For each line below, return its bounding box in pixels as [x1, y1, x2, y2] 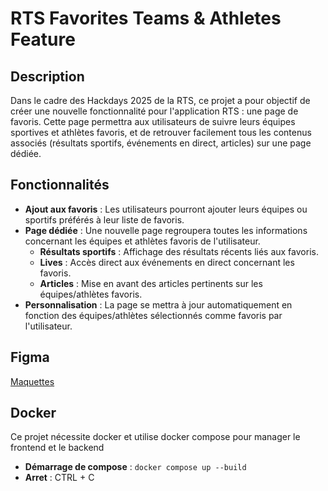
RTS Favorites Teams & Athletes [10, 7, 282, 30]
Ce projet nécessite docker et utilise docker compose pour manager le [10, 431, 301, 443]
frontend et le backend [10, 442, 105, 454]
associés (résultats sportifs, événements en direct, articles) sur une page [10, 137, 312, 149]
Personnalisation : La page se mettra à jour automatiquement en [24, 298, 293, 311]
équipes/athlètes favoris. [39, 288, 143, 300]
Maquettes [10, 375, 55, 387]
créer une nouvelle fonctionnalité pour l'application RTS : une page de [10, 105, 299, 117]
